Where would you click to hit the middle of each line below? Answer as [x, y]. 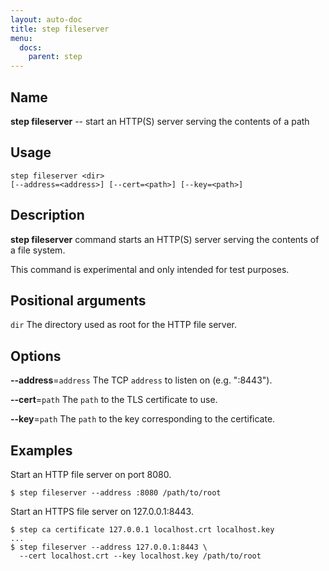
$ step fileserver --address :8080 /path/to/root [116, 493]
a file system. [38, 250]
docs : [31, 47]
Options [36, 356]
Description [47, 215]
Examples [41, 450]
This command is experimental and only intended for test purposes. [150, 269]
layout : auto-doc [46, 19]
